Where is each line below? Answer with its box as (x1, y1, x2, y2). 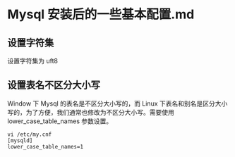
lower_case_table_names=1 (7, 143, 83, 150)
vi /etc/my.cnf (7, 131, 52, 138)
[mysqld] (7, 137, 33, 144)
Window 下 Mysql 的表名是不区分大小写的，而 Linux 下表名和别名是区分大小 (7, 99, 228, 108)
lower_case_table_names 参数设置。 (7, 117, 113, 125)
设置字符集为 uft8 (7, 57, 59, 65)
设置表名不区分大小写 (7, 79, 100, 92)
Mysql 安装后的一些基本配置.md (7, 6, 195, 23)
